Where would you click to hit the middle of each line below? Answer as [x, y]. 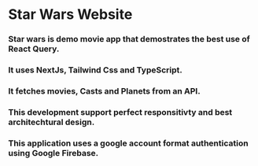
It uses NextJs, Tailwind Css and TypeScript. [96, 70]
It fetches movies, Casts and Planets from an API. [104, 90]
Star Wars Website [70, 15]
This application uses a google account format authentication [129, 143]
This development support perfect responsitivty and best [120, 112]
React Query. [34, 49]
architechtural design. [52, 122]
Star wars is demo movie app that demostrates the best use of [129, 39]
